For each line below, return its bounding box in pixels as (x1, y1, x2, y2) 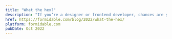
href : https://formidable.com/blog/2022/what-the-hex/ (5, 17, 125, 22)
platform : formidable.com (5, 21, 60, 27)
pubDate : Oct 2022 (5, 26, 45, 31)
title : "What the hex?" (5, 7, 56, 13)
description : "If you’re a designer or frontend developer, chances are (5, 12, 164, 17)
